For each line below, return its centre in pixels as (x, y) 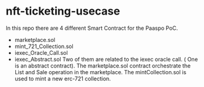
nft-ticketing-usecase (63, 11)
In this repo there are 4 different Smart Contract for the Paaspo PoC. (92, 28)
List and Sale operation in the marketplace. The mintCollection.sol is (100, 72)
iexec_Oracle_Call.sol (41, 52)
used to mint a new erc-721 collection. (63, 78)
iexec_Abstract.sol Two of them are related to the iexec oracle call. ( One (106, 59)
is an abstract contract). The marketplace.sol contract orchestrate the (103, 66)
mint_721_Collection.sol (44, 46)
